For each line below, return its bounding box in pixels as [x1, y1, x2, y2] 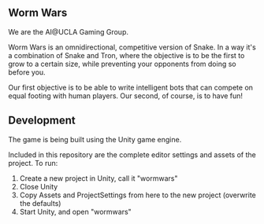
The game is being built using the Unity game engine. [8, 134, 182, 144]
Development [8, 114, 76, 127]
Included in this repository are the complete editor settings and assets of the [8, 149, 256, 160]
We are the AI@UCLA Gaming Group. [8, 27, 128, 36]
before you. [8, 67, 46, 77]
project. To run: [8, 158, 58, 167]
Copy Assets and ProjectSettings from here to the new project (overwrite [19, 190, 256, 200]
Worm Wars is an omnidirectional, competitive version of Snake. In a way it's [8, 42, 256, 52]
